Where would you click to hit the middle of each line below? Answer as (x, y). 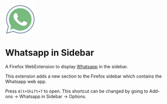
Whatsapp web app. (26, 81)
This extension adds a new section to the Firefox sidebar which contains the (83, 76)
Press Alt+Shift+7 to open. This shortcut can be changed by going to (77, 91)
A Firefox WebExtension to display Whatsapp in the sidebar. (67, 66)
